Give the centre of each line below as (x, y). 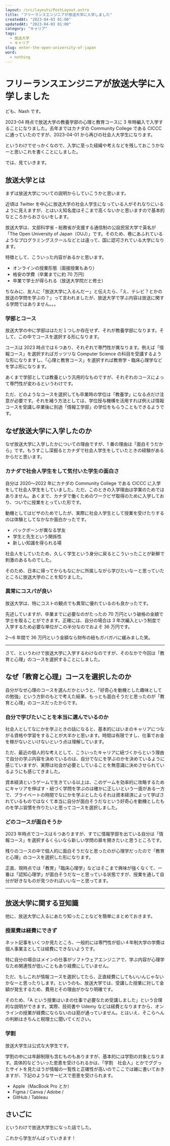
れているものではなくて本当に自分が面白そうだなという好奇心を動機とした (83, 801)
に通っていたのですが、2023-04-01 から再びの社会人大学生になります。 (80, 135)
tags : (11, 33)
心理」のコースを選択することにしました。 (58, 659)
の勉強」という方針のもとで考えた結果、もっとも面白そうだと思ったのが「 (83, 696)
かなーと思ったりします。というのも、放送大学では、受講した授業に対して (82, 983)
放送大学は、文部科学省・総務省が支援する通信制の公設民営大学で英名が (80, 227)
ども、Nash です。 (25, 111)
